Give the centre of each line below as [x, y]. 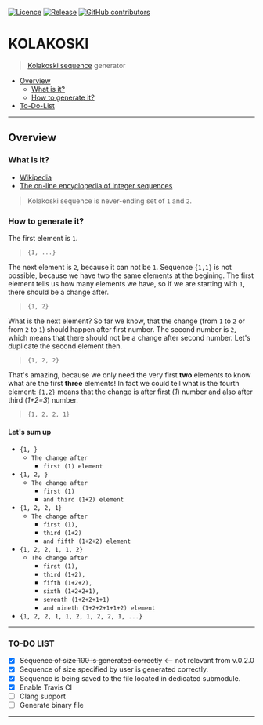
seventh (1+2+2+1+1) [76, 600]
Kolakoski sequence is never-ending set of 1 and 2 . [109, 201]
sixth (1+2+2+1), [71, 592]
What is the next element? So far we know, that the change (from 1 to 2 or [126, 321]
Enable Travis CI [46, 687]
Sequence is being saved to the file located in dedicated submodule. [130, 678]
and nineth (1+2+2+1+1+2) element [99, 608]
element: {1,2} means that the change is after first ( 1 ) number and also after [130, 392]
